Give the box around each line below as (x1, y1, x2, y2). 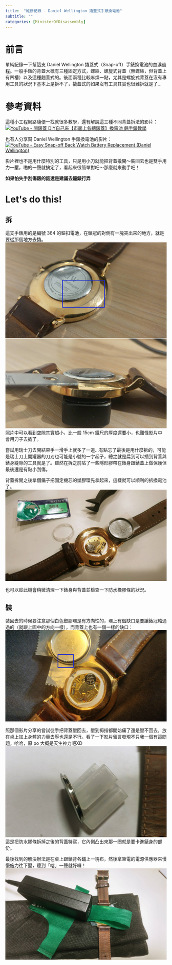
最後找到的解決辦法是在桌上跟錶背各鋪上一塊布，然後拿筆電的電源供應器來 (5, 856, 162, 862)
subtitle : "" (5, 13, 33, 19)
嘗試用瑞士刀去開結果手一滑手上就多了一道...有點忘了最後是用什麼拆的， (5, 447, 158, 453)
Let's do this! (5, 193, 62, 205)
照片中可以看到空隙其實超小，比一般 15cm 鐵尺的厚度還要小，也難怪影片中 (5, 430, 163, 436)
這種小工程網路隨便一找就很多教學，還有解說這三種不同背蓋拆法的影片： (5, 119, 158, 125)
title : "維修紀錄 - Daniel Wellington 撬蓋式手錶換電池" (5, 8, 122, 13)
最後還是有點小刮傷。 (5, 466, 50, 473)
